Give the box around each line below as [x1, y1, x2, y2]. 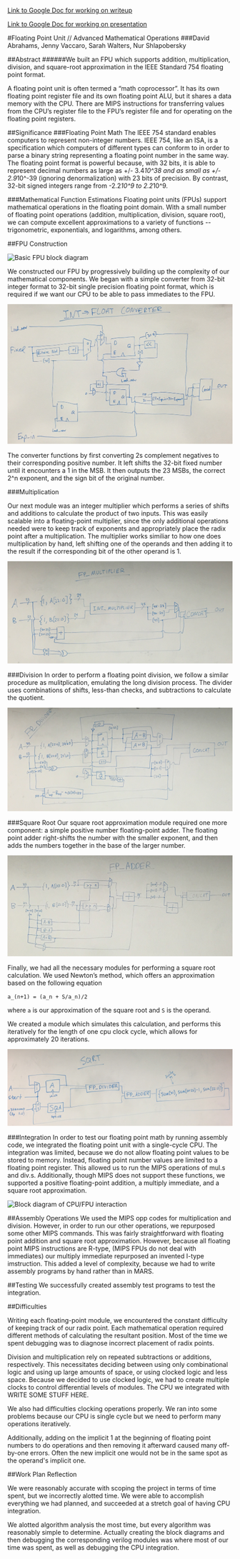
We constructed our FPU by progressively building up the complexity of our [7, 267, 230, 276]
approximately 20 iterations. [7, 1035, 90, 1043]
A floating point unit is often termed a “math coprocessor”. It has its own [7, 84, 220, 92]
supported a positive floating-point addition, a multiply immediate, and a [7, 1178, 220, 1187]
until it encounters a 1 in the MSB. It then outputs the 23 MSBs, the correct [7, 466, 226, 474]
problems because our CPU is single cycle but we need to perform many [7, 1412, 221, 1420]
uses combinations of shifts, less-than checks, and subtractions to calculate [7, 686, 231, 695]
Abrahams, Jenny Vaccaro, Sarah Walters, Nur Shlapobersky [7, 41, 187, 49]
